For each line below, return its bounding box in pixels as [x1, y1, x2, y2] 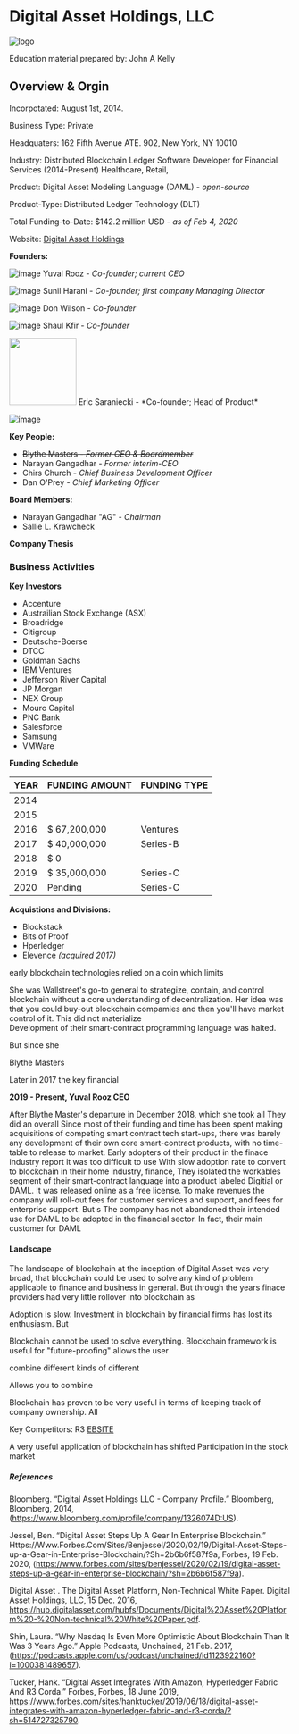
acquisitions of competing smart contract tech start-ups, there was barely [9, 1128, 281, 1139]
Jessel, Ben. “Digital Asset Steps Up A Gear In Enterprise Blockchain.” [9, 1530, 266, 1541]
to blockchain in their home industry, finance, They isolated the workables [9, 1166, 281, 1177]
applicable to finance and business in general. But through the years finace [9, 1282, 286, 1293]
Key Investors [9, 581, 62, 591]
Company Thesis [9, 538, 74, 549]
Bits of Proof [21, 931, 69, 942]
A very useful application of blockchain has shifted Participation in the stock [9, 1441, 289, 1453]
